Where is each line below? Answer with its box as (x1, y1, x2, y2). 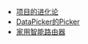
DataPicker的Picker (15, 17, 80, 26)
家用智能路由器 (15, 27, 66, 36)
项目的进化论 (15, 7, 58, 16)
